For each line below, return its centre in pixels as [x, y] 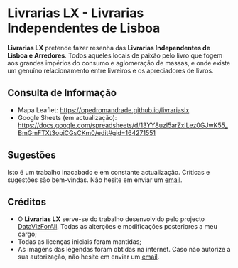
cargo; [27, 234]
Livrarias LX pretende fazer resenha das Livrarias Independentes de [109, 48]
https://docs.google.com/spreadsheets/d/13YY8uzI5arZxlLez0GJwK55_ [123, 125]
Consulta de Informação [62, 93]
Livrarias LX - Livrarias [76, 13]
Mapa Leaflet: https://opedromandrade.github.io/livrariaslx [103, 110]
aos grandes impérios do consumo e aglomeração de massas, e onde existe [119, 63]
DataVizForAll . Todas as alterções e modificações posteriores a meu [118, 227]
